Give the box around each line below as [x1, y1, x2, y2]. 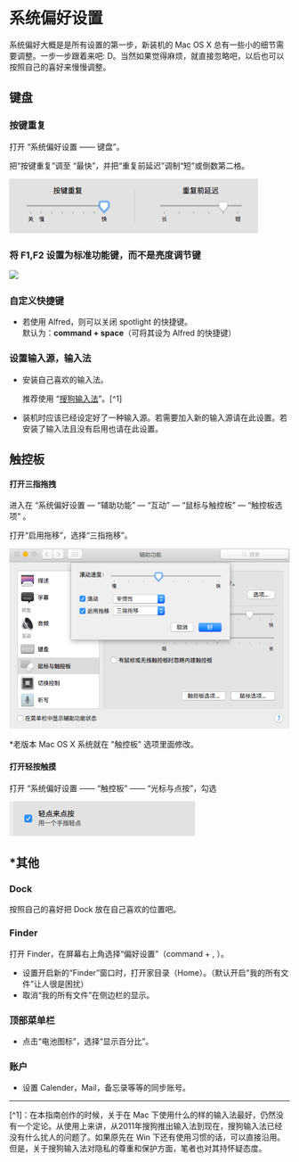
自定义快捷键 [9, 294, 65, 307]
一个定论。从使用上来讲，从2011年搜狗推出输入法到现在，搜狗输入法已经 [16, 1121, 283, 1132]
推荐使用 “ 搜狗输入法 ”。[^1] [21, 393, 123, 404]
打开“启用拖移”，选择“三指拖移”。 [9, 530, 133, 540]
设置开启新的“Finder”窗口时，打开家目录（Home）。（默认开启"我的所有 [21, 967, 282, 977]
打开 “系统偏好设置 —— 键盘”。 [9, 141, 125, 152]
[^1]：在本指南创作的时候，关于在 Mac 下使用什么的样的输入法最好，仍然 [9, 1109, 276, 1120]
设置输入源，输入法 [9, 352, 92, 365]
